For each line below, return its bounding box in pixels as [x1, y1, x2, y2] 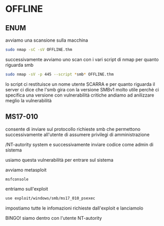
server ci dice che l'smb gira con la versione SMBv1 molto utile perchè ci [5, 86, 159, 92]
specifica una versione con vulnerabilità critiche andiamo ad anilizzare [5, 92, 154, 98]
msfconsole [5, 177, 29, 182]
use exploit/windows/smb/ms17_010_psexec [5, 196, 96, 201]
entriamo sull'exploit [5, 186, 48, 192]
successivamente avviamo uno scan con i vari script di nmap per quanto [5, 56, 159, 62]
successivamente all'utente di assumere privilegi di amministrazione [5, 131, 150, 138]
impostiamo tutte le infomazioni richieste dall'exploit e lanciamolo [5, 205, 143, 211]
